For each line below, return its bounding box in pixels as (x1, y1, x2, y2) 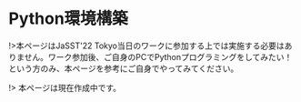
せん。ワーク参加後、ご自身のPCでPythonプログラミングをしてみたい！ (24, 51, 293, 62)
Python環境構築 (8, 8, 128, 29)
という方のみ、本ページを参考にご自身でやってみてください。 (8, 63, 239, 74)
